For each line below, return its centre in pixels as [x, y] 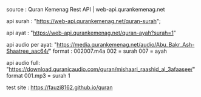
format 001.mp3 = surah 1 [39, 75]
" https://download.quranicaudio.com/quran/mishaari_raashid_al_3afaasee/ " [101, 69]
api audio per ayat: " [32, 45]
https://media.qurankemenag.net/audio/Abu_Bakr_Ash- [126, 45]
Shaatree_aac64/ [28, 51]
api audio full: [23, 63]
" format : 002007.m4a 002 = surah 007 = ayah [107, 51]
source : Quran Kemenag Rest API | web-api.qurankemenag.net [86, 9]
